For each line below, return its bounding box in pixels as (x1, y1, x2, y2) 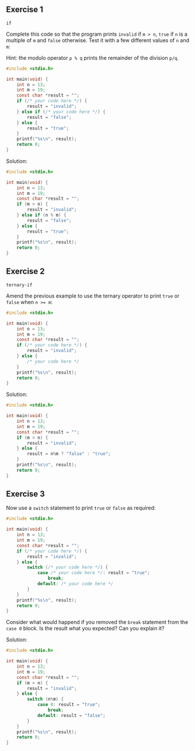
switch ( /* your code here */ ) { (27, 565, 109, 571)
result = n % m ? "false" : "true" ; (27, 451, 111, 457)
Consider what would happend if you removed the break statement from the (6, 619, 189, 626)
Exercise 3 (6, 489, 45, 499)
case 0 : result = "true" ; (37, 702, 100, 708)
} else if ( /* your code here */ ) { (16, 108, 106, 115)
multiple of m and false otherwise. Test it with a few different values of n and (6, 36, 190, 43)
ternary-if (6, 282, 33, 288)
